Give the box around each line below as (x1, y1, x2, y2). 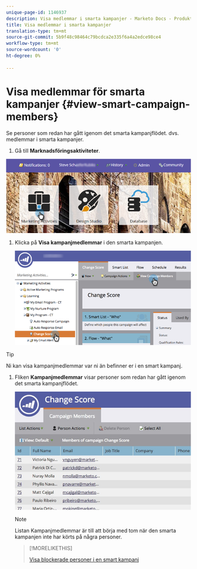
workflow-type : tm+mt (6, 41, 59, 46)
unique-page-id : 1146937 (6, 9, 67, 15)
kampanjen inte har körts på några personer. (14, 533, 122, 540)
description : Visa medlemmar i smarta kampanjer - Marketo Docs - (6, 15, 172, 22)
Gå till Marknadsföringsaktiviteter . (14, 147, 101, 154)
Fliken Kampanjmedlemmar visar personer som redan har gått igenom (14, 373, 186, 381)
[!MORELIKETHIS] (29, 544, 73, 551)
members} (6, 110, 59, 123)
